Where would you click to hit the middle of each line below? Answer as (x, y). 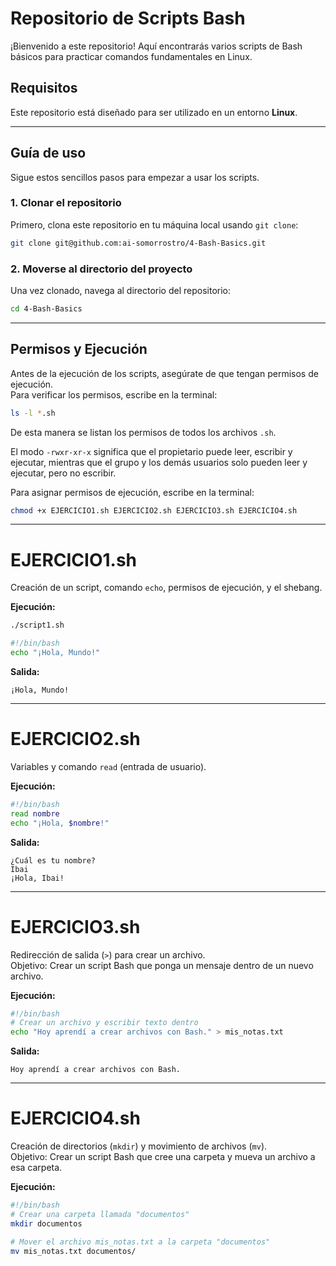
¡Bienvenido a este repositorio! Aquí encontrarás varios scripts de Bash (156, 46)
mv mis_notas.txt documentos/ (73, 1251)
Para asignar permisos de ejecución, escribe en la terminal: (132, 492)
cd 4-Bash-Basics (46, 309)
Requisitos (44, 88)
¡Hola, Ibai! (37, 878)
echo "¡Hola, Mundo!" (55, 653)
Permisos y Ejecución (79, 349)
